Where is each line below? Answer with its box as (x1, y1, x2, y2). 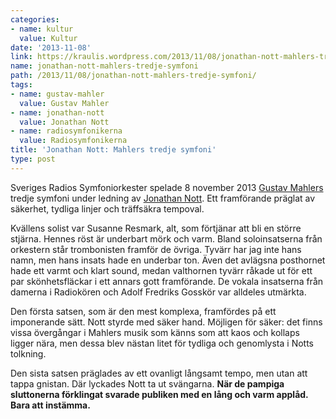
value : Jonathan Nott (19, 117, 110, 127)
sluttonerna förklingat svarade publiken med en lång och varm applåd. (10, 388, 309, 400)
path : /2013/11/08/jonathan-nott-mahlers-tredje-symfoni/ (10, 71, 257, 81)
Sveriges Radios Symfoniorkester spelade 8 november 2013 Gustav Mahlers (10, 181, 324, 193)
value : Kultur (19, 33, 78, 43)
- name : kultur (10, 24, 74, 34)
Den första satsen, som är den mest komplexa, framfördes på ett (10, 305, 277, 317)
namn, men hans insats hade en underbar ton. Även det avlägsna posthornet (10, 254, 326, 266)
